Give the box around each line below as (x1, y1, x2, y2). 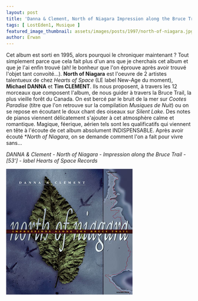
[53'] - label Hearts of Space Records (6, 157, 98, 164)
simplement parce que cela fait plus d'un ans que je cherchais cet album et (6, 58, 189, 65)
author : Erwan (6, 34, 41, 41)
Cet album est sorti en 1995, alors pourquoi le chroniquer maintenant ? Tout (6, 51, 189, 59)
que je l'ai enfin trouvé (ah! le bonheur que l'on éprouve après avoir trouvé (6, 64, 187, 71)
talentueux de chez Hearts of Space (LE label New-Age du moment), (6, 77, 173, 84)
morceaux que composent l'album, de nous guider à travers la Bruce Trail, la (6, 89, 192, 96)
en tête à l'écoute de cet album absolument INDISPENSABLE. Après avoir (6, 127, 184, 134)
